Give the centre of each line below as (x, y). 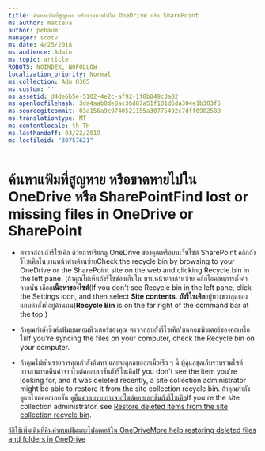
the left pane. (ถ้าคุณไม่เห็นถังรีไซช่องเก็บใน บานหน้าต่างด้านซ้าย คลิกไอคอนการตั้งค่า (133, 279)
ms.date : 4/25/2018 (40, 45)
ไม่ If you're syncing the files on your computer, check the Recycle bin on (137, 338)
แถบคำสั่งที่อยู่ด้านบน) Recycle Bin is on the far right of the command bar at (134, 306)
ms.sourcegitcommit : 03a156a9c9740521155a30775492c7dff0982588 (115, 111)
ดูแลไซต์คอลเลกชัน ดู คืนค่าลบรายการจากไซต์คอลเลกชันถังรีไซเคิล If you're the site (129, 398)
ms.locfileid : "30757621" (51, 140)
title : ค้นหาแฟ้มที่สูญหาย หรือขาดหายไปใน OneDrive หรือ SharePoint (104, 15)
